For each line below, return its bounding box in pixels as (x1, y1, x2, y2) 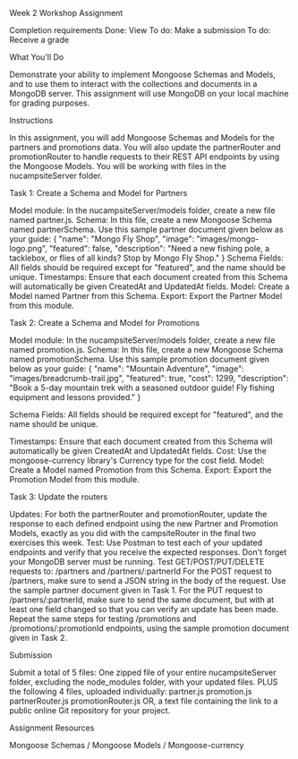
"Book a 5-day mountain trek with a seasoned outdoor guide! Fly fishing (9, 382, 275, 393)
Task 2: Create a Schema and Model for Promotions (9, 318, 200, 328)
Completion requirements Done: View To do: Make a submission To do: (9, 25, 271, 35)
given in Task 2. (9, 633, 67, 643)
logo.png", (9, 243, 47, 253)
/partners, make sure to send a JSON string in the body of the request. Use (9, 576, 286, 585)
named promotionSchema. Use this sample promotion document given (9, 354, 270, 364)
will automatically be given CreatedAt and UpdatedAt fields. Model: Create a (9, 281, 290, 292)
